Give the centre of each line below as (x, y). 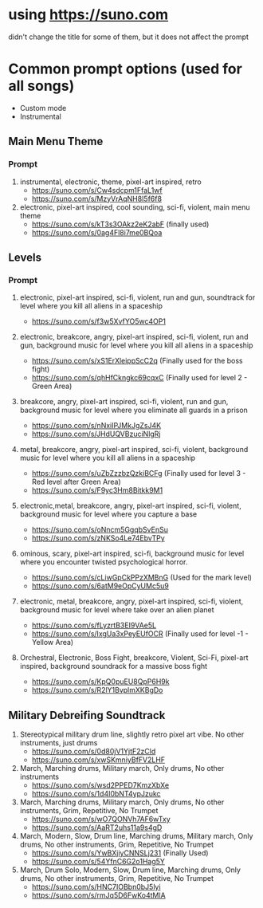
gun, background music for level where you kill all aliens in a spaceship (136, 345)
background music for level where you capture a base (108, 514)
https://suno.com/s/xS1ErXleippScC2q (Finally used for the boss (137, 361)
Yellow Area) (53, 643)
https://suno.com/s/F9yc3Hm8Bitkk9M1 (97, 490)
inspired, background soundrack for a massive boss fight (114, 666)
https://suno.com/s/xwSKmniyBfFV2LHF (98, 760)
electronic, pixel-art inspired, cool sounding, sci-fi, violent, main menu (135, 207)
